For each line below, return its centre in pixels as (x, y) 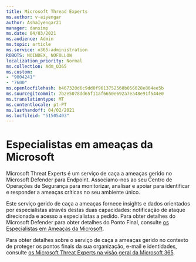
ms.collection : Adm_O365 (36, 66)
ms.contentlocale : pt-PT (36, 105)
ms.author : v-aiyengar (34, 17)
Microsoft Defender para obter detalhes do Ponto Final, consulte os (87, 223)
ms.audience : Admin (30, 39)
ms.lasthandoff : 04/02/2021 (40, 110)
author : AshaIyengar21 (34, 22)
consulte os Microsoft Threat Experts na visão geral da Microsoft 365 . (91, 253)
